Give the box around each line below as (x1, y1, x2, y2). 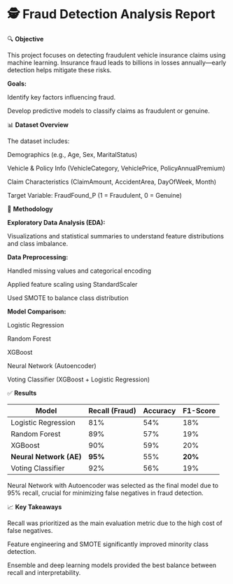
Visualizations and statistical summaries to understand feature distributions (7, 231, 225, 240)
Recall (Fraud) (88, 405, 136, 415)
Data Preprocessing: (7, 252, 69, 261)
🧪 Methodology (7, 205, 54, 213)
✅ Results (7, 388, 37, 397)
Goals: (7, 79, 27, 88)
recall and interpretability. (7, 568, 81, 576)
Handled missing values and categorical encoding (7, 266, 152, 275)
